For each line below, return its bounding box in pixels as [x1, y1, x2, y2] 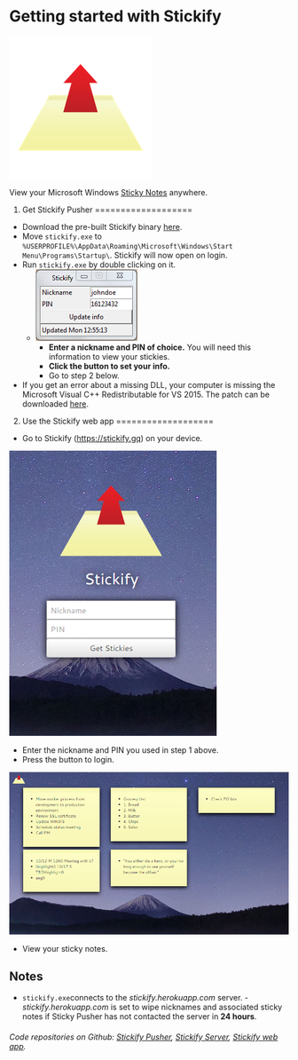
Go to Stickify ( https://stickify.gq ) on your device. [21, 432, 203, 443]
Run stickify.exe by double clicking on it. [21, 259, 176, 270]
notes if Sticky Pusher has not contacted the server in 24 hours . [21, 1011, 257, 1022]
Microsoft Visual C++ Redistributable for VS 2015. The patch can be [21, 389, 271, 399]
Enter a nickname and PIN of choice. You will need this [48, 342, 251, 352]
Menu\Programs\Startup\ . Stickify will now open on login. [21, 249, 228, 260]
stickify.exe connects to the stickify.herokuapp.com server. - [21, 993, 249, 1003]
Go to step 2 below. [48, 370, 120, 381]
